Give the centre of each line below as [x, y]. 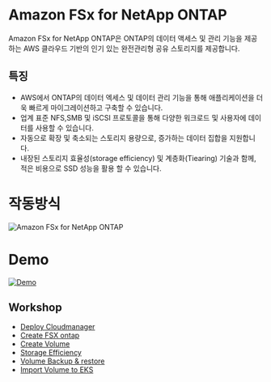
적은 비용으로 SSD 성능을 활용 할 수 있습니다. [91, 168]
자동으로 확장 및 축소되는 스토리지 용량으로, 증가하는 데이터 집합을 [124, 138]
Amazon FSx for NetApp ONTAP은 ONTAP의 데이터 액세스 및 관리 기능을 [125, 38]
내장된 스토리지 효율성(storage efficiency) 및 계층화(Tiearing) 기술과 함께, [138, 158]
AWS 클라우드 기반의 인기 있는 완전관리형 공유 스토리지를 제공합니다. [131, 48]
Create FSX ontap [50, 335]
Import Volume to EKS [57, 370]
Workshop [35, 308]
